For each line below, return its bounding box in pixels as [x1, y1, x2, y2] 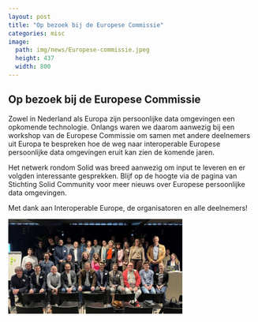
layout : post [8, 13, 51, 21]
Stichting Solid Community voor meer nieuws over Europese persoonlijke [8, 179, 246, 189]
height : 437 [15, 54, 55, 62]
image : [8, 38, 30, 46]
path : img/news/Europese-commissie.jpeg [15, 46, 150, 54]
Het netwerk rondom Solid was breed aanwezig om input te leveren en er [8, 163, 246, 172]
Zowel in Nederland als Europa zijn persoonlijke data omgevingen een [8, 114, 235, 123]
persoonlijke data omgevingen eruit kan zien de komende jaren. [8, 147, 215, 157]
